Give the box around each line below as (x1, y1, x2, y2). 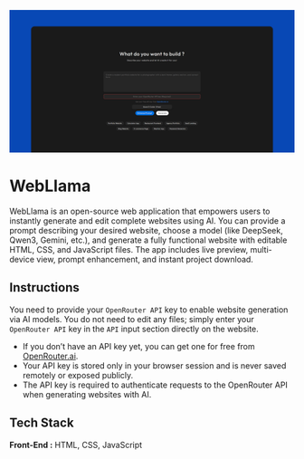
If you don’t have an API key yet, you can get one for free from (22, 340, 255, 351)
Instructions (9, 280, 80, 295)
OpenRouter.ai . (22, 350, 79, 361)
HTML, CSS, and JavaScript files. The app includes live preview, (9, 244, 249, 254)
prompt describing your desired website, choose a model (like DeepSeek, (9, 225, 283, 235)
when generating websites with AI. (22, 388, 152, 399)
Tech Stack (9, 416, 74, 431)
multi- (250, 244, 273, 254)
